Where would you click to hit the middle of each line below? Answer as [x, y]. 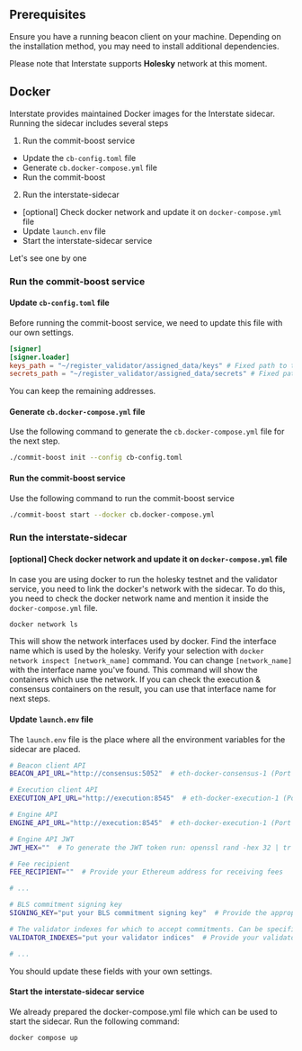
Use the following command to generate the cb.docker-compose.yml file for [147, 432]
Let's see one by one [48, 258]
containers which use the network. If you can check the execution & [135, 679]
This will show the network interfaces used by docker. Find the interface [143, 642]
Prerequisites [48, 15]
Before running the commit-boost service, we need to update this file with [146, 322]
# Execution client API [54, 790]
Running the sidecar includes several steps [89, 123]
